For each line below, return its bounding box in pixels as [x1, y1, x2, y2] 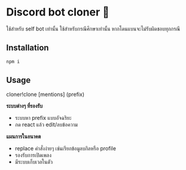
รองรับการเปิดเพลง [14, 152, 52, 159]
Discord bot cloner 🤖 [6, 5, 109, 19]
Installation [6, 43, 49, 53]
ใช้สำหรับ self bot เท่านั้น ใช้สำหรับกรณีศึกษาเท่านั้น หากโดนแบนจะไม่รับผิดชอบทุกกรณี [6, 25, 181, 32]
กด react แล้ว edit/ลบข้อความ [14, 121, 78, 128]
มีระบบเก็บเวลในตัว [14, 158, 53, 166]
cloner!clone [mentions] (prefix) [6, 91, 85, 98]
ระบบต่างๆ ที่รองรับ [6, 103, 43, 110]
